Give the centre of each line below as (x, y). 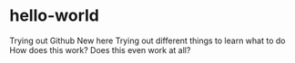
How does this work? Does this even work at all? (100, 49)
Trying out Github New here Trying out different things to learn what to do (147, 40)
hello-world (55, 16)
